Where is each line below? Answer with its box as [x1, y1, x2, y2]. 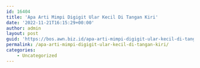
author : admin [6, 25, 42, 31]
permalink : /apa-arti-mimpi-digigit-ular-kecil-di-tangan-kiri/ [6, 42, 169, 48]
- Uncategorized [17, 53, 58, 59]
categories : [6, 47, 36, 53]
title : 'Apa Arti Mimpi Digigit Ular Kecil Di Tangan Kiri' [6, 14, 159, 20]
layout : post [6, 31, 39, 37]
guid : [6, 36, 20, 42]
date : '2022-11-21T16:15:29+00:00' [6, 20, 95, 25]
